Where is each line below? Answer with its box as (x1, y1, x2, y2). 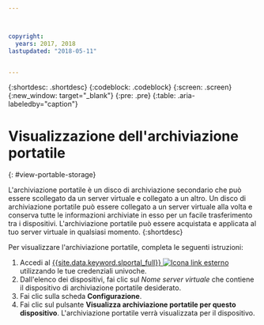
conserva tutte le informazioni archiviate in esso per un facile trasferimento (8, 210, 253, 220)
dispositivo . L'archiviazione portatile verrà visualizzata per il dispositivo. (19, 308, 255, 318)
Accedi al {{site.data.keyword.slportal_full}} (19, 258, 162, 267)
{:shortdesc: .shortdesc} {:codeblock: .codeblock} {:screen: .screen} (8, 82, 232, 92)
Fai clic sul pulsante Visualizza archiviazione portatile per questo (19, 300, 236, 309)
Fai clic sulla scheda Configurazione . (19, 292, 142, 301)
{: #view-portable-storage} (8, 170, 96, 180)
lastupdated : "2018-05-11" (8, 47, 97, 55)
